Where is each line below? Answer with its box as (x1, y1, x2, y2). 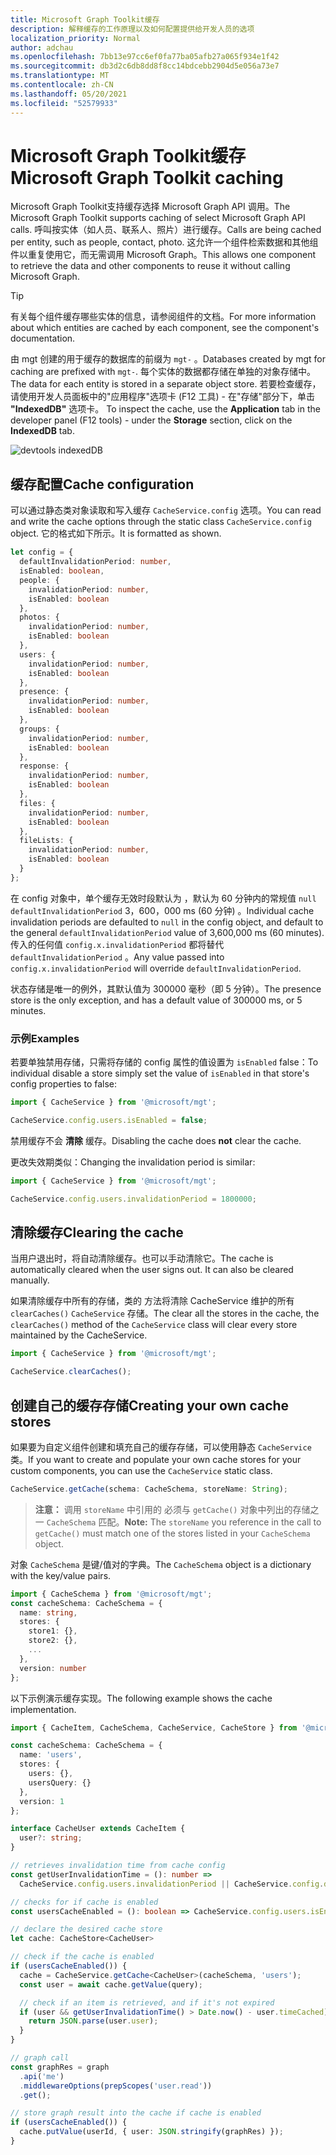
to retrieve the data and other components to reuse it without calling (10, 260, 291, 272)
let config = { (10, 547, 74, 558)
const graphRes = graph (10, 2062, 110, 2072)
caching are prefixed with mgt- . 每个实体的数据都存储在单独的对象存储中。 (10, 366, 317, 378)
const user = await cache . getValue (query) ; (19, 1979, 203, 1990)
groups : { (19, 724, 60, 734)
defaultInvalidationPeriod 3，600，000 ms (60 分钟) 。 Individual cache (10, 904, 315, 916)
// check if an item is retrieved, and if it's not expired (19, 1997, 275, 2008)
